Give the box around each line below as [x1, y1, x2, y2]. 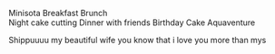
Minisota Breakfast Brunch [8, 8, 108, 18]
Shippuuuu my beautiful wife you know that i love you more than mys [8, 35, 267, 45]
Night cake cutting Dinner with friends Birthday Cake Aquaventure [8, 17, 256, 28]
